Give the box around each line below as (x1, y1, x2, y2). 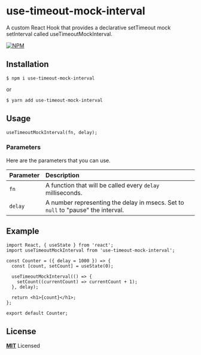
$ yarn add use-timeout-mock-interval (6, 97, 103, 103)
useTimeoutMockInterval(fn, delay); (6, 129, 98, 135)
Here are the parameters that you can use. (6, 157, 111, 164)
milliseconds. (45, 189, 83, 197)
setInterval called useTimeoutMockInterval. (6, 30, 112, 37)
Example (6, 226, 39, 236)
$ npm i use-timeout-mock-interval (6, 75, 95, 81)
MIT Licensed (6, 342, 41, 350)
